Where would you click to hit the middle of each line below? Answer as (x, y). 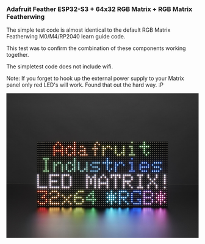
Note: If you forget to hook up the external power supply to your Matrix (95, 79)
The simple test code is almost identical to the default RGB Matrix (88, 30)
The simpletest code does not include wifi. (60, 66)
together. (18, 55)
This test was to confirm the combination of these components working (96, 48)
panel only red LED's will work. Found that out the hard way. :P (85, 85)
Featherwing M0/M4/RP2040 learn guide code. (66, 37)
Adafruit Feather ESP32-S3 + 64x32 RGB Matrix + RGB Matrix (99, 9)
